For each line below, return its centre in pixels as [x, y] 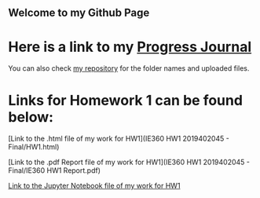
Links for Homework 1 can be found [126, 100]
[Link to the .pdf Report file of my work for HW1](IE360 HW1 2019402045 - [129, 162]
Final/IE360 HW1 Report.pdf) [54, 170]
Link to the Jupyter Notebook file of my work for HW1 [94, 186]
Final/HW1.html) [34, 147]
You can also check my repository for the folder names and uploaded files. [129, 68]
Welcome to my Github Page [79, 13]
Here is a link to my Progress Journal [130, 47]
